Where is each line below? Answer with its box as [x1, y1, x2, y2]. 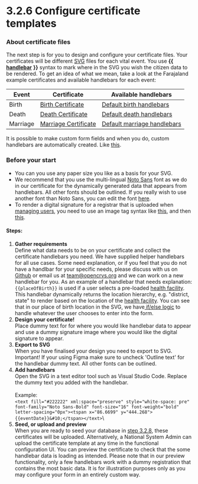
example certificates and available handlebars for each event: [6, 76, 157, 84]
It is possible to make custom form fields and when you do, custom [6, 135, 170, 142]
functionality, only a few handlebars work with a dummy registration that [14, 458, 191, 466]
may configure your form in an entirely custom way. [14, 471, 141, 478]
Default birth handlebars [101, 101, 170, 109]
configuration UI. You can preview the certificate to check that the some [14, 445, 190, 453]
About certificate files [6, 38, 71, 46]
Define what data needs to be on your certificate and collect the [14, 246, 171, 254]
